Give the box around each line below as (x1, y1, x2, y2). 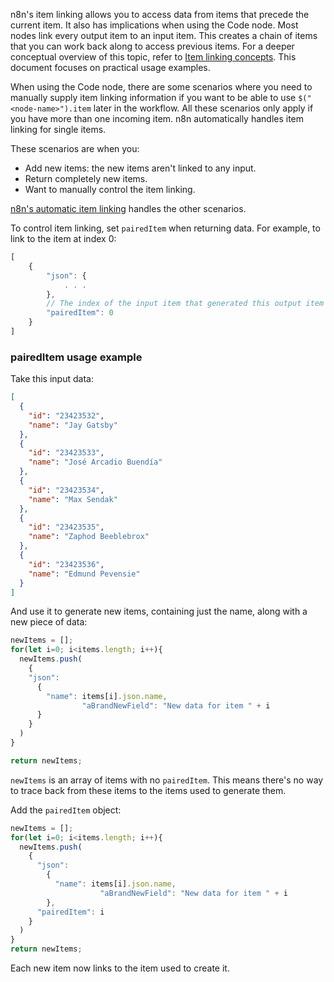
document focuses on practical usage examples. (10, 62, 211, 73)
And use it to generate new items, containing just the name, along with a (10, 605, 308, 618)
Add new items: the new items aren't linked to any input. (24, 162, 257, 174)
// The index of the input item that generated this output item (46, 299, 325, 309)
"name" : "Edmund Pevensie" (28, 569, 141, 579)
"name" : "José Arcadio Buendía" (28, 457, 163, 468)
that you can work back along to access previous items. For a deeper (10, 40, 295, 52)
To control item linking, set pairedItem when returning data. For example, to (10, 222, 321, 234)
